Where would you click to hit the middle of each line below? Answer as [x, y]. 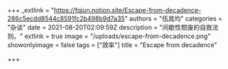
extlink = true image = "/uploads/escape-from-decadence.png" [118, 36]
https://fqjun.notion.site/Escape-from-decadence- [127, 10]
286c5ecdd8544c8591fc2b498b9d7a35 [66, 18]
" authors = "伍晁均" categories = [173, 18]
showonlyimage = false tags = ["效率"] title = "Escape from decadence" [113, 45]
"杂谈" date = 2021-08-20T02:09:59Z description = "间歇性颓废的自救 [110, 27]
